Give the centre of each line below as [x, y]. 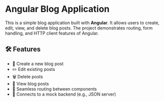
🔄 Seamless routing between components [55, 89]
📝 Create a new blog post [38, 64]
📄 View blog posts [30, 84]
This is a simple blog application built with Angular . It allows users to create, [82, 23]
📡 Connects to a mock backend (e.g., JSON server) [64, 94]
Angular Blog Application [57, 9]
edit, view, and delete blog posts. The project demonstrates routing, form [79, 28]
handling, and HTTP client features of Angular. [52, 33]
